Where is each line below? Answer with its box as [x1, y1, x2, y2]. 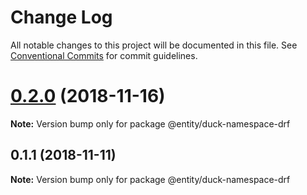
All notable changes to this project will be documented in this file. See [10, 39, 298, 51]
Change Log [10, 6, 113, 29]
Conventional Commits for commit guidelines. [10, 49, 198, 61]
